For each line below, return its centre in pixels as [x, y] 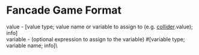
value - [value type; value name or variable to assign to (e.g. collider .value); [100, 27]
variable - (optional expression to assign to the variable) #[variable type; [96, 39]
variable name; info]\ [32, 46]
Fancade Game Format [64, 10]
